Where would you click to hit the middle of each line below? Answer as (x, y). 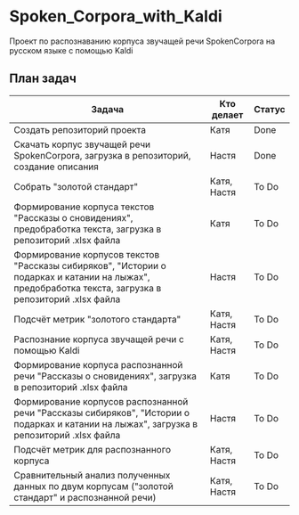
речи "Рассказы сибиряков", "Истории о (101, 413)
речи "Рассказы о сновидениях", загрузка (105, 376)
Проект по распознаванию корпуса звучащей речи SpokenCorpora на (142, 41)
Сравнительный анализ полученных (92, 475)
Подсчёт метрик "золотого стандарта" (97, 319)
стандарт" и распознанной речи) (85, 497)
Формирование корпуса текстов (84, 207)
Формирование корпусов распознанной (101, 401)
